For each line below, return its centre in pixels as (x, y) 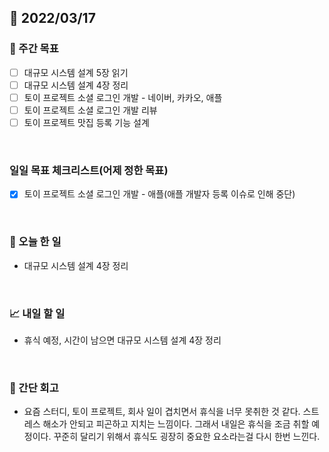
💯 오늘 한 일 (35, 242)
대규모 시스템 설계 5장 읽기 (76, 72)
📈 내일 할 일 (37, 313)
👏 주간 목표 (34, 49)
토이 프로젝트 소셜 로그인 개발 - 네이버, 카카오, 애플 (123, 97)
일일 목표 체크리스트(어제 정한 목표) (89, 170)
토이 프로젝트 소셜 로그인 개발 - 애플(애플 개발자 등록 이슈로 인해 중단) (159, 194)
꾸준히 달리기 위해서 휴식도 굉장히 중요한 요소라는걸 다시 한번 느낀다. (187, 437)
